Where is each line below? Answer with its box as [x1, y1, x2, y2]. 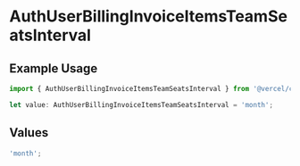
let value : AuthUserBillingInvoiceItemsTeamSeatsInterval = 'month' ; [9, 100, 274, 109]
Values [9, 125, 49, 140]
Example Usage [9, 61, 98, 76]
